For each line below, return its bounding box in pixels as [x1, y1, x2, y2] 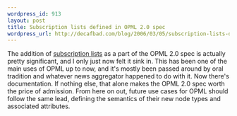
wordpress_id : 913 [7, 10, 61, 18]
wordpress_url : [7, 30, 52, 37]
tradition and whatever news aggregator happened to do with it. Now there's [7, 72, 229, 81]
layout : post [7, 17, 46, 24]
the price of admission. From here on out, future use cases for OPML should [7, 87, 229, 95]
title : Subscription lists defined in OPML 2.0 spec [7, 23, 166, 30]
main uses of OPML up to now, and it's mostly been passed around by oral [7, 64, 224, 73]
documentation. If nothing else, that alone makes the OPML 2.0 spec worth [7, 79, 226, 88]
